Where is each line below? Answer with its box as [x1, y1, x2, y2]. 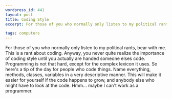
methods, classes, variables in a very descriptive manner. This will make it [5, 72, 161, 78]
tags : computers [5, 31, 40, 36]
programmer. [5, 88, 33, 94]
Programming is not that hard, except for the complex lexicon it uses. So [5, 61, 158, 67]
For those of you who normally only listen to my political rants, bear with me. [5, 45, 166, 51]
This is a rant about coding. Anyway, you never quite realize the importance [5, 50, 165, 56]
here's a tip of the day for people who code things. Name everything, [5, 67, 151, 73]
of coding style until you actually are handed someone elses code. [5, 55, 145, 61]
